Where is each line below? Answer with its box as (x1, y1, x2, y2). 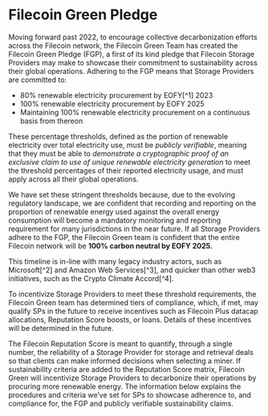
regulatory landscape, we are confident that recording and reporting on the (8, 198, 257, 208)
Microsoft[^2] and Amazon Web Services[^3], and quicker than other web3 (8, 265, 256, 275)
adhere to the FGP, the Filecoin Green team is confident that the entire (8, 232, 241, 242)
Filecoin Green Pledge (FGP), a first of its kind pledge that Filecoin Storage (8, 49, 255, 59)
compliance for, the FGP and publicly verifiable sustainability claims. (8, 398, 234, 408)
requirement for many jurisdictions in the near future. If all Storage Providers (8, 223, 261, 234)
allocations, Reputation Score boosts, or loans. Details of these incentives (8, 315, 252, 324)
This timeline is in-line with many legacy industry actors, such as (8, 256, 222, 266)
